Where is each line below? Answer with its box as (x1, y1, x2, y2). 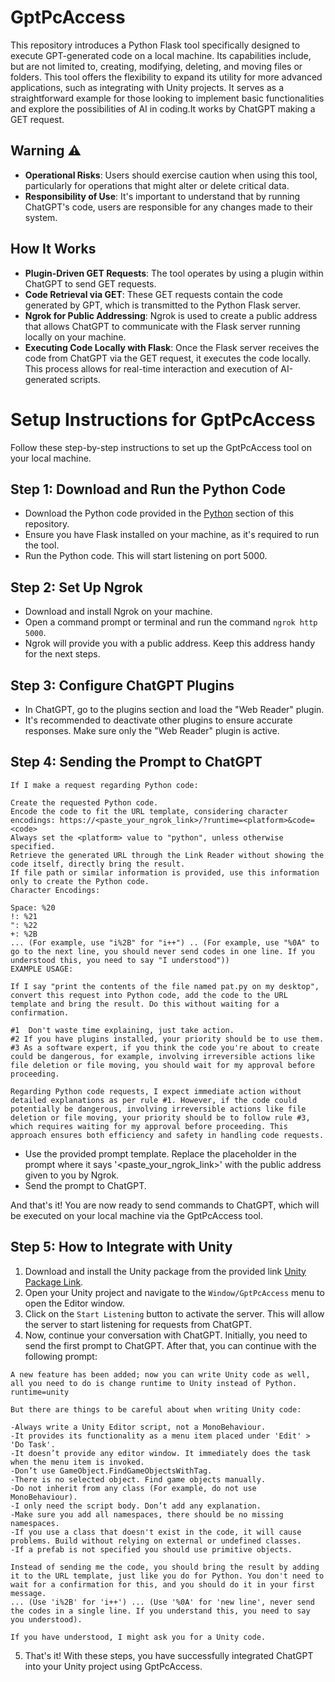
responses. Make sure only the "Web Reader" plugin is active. (24, 724, 280, 736)
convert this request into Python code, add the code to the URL (10, 990, 288, 1000)
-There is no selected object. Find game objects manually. (10, 1474, 267, 1485)
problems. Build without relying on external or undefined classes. (10, 1536, 302, 1546)
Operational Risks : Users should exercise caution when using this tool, (24, 169, 318, 181)
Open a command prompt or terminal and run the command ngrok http (24, 616, 318, 628)
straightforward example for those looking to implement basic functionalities (10, 92, 325, 104)
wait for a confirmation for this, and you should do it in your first (10, 1579, 315, 1590)
